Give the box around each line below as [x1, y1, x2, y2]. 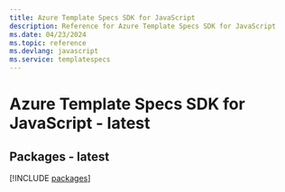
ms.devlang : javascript [9, 47, 99, 56]
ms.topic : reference [9, 38, 87, 48]
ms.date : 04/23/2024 [9, 30, 87, 39]
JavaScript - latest [9, 114, 151, 133]
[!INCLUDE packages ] [9, 173, 91, 183]
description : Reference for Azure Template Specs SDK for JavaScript [9, 22, 277, 31]
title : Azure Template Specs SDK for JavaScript [9, 13, 196, 23]
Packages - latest [9, 149, 110, 164]
